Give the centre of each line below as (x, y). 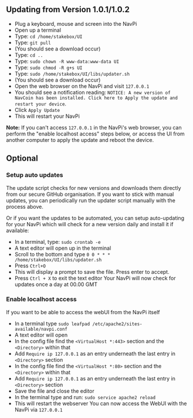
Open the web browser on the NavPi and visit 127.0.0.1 (82, 86)
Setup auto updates (35, 175)
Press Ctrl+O (30, 266)
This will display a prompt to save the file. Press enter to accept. (92, 271)
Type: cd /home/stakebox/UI (48, 36)
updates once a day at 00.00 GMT (56, 284)
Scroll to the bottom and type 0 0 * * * (62, 254)
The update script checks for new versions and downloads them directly (94, 188)
